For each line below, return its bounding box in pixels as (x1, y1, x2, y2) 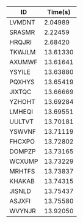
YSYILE (9, 68, 31, 76)
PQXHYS (9, 78, 35, 86)
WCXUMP (9, 157, 38, 166)
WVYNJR (9, 207, 37, 215)
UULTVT (9, 117, 34, 126)
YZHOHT (9, 98, 35, 106)
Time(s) (47, 8, 71, 16)
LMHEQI (9, 108, 34, 115)
